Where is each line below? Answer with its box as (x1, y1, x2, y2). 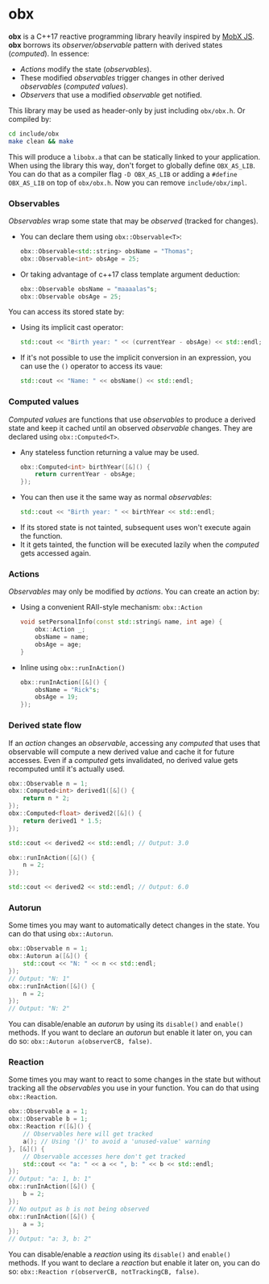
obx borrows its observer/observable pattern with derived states (8, 40, 223, 49)
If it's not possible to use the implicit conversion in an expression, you (19, 352, 251, 363)
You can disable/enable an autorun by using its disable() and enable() (8, 1019, 244, 1029)
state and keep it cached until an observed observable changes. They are (8, 423, 254, 432)
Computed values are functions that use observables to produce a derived (8, 415, 256, 424)
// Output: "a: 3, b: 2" (8, 1235, 92, 1243)
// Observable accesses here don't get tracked (23, 1153, 185, 1161)
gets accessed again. (19, 548, 91, 558)
